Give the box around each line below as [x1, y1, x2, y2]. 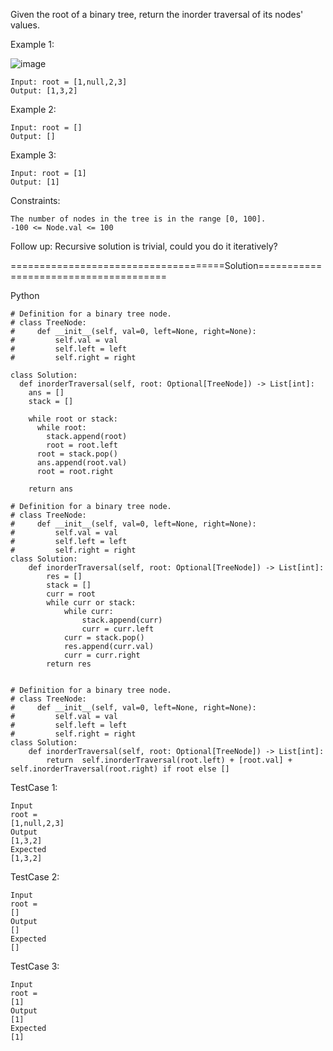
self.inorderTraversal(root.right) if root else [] [10, 764, 230, 774]
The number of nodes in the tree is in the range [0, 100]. [10, 214, 267, 224]
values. [10, 19, 40, 31]
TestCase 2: [10, 871, 60, 883]
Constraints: [10, 195, 61, 206]
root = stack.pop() [36, 449, 118, 459]
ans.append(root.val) [36, 458, 128, 468]
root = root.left [46, 440, 118, 450]
